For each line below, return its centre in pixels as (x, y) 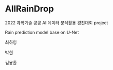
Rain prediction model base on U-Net (42, 32)
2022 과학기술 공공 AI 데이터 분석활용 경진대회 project (56, 23)
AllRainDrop (29, 9)
